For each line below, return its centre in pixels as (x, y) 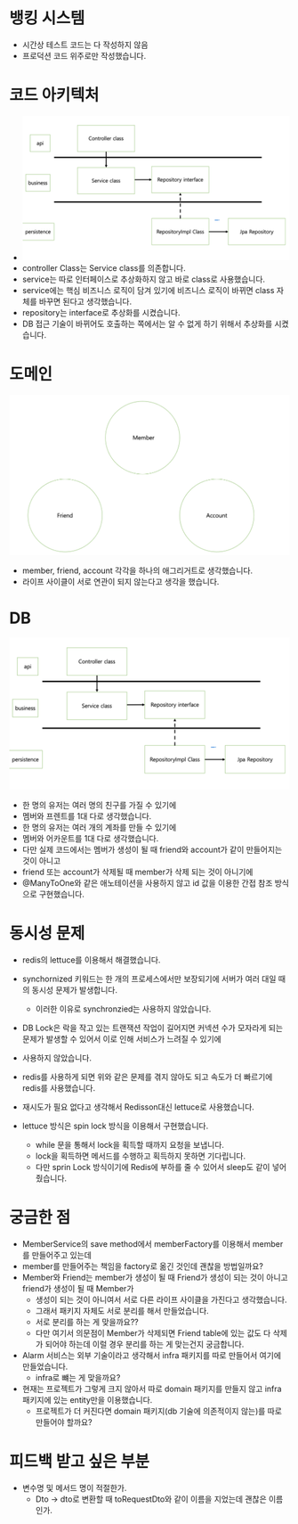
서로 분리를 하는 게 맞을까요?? (87, 1322)
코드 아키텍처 (54, 95)
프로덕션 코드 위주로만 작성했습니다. (84, 55)
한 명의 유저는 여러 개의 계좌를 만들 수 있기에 (99, 828)
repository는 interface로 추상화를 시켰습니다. (101, 312)
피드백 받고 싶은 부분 (79, 1462)
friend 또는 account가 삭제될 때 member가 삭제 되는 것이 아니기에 (137, 872)
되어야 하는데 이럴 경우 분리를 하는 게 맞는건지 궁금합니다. (145, 1344)
